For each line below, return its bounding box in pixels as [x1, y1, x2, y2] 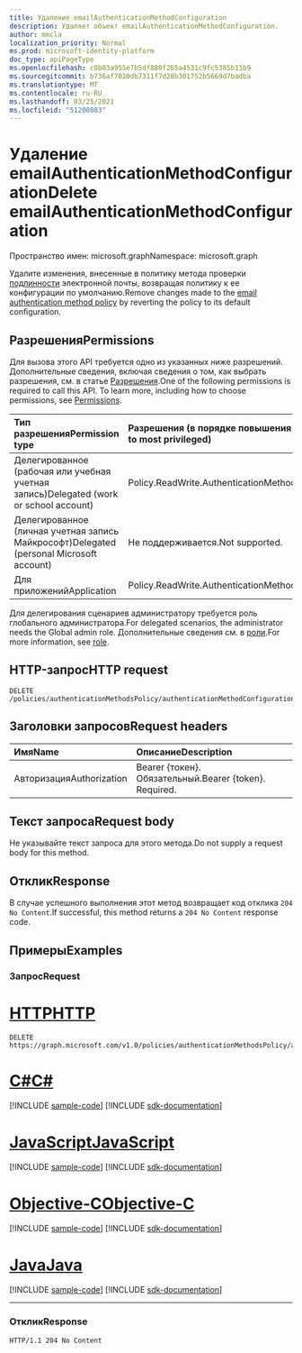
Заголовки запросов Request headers [9, 718, 228, 735]
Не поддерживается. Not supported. [128, 536, 283, 548]
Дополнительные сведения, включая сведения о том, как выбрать [9, 366, 267, 377]
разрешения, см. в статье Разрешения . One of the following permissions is [9, 376, 291, 386]
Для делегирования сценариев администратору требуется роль [9, 608, 258, 618]
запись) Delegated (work [13, 488, 119, 500]
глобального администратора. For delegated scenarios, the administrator [9, 617, 284, 627]
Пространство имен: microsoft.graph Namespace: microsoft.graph [9, 251, 258, 261]
